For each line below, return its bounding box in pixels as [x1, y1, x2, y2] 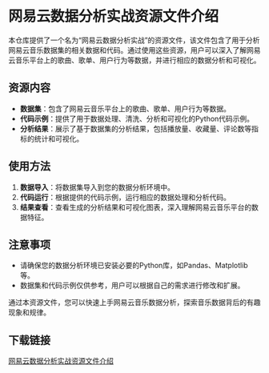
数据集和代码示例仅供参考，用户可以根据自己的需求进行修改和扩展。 [19, 281, 245, 291]
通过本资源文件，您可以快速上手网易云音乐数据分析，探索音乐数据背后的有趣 [8, 298, 261, 307]
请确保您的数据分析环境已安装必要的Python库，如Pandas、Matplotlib [19, 261, 248, 271]
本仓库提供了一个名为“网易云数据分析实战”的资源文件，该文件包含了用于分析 [8, 35, 260, 45]
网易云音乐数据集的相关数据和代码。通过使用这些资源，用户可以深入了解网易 [8, 45, 261, 54]
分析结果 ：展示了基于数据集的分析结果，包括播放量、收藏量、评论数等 [19, 123, 252, 133]
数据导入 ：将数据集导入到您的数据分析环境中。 [19, 182, 175, 192]
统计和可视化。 [34, 134, 84, 143]
